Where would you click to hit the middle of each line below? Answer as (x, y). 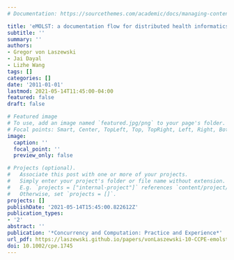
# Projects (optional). (42, 168)
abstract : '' (26, 227)
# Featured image (32, 117)
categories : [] (29, 78)
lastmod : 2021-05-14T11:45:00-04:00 (60, 91)
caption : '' (31, 143)
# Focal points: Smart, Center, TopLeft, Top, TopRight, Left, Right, (112, 130)
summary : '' (24, 39)
